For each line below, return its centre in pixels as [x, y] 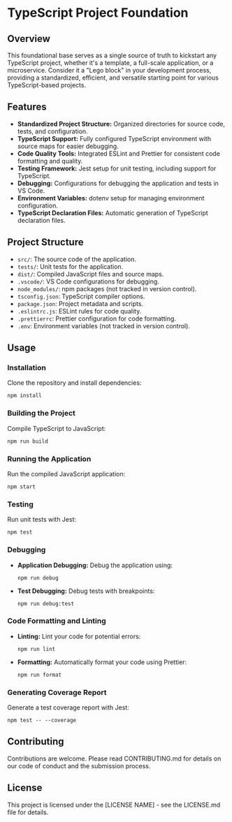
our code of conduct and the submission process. [79, 765]
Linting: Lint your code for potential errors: [79, 636]
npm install [24, 396]
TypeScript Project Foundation [98, 13]
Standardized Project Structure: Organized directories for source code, [121, 124]
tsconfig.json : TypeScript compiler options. [81, 296]
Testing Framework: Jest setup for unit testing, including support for [117, 168]
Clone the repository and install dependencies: [74, 383]
